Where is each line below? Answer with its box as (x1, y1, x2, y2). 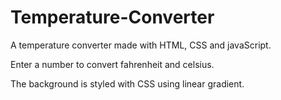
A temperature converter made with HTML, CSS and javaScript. (10, 39, 272, 51)
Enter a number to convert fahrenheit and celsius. (10, 58, 215, 70)
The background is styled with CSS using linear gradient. (10, 77, 245, 90)
